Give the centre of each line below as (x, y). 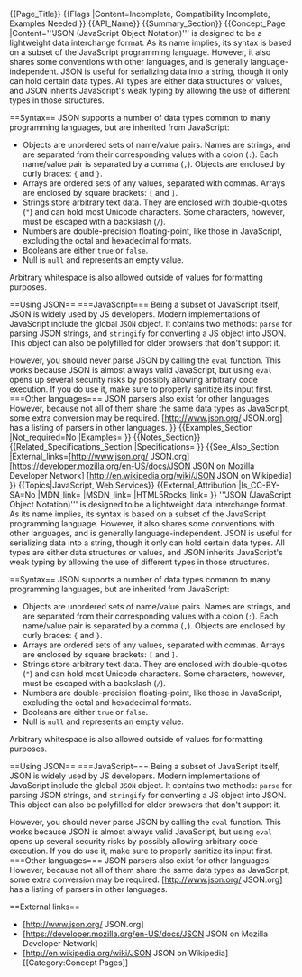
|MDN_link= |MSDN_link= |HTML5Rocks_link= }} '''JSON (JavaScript (165, 495)
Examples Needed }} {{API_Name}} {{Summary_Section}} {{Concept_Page (147, 23)
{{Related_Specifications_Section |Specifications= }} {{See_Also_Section (144, 447)
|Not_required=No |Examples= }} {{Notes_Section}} (105, 437)
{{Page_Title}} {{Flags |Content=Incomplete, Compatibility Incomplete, (140, 14)
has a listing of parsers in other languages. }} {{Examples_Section (131, 428)
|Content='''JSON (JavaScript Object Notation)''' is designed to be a (136, 33)
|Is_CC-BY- (259, 485)
